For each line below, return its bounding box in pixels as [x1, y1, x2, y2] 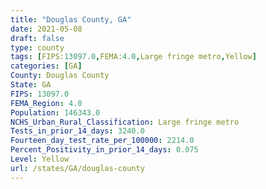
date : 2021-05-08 [10, 24, 83, 34]
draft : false [10, 33, 65, 43]
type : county [10, 42, 65, 53]
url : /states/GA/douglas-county [10, 163, 145, 173]
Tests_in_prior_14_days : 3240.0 [10, 126, 145, 136]
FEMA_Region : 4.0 [10, 98, 83, 108]
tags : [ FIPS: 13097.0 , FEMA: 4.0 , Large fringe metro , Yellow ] [10, 52, 257, 62]
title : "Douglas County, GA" [10, 14, 132, 25]
